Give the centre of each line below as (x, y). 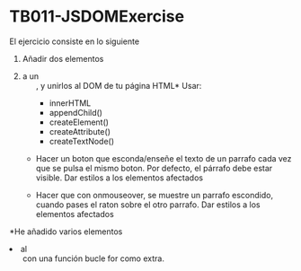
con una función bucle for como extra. (93, 258)
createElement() (79, 122)
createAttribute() (80, 131)
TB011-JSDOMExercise (97, 17)
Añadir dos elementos (63, 58)
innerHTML (70, 103)
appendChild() (76, 112)
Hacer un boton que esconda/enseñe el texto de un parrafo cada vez (164, 158)
